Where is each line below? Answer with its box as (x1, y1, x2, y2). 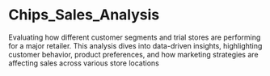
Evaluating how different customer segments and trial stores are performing (8, 32, 261, 42)
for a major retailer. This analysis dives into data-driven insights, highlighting (8, 40, 263, 50)
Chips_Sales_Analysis (8, 6, 160, 24)
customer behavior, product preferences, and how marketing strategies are (8, 49, 259, 59)
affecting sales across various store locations (8, 58, 159, 68)
